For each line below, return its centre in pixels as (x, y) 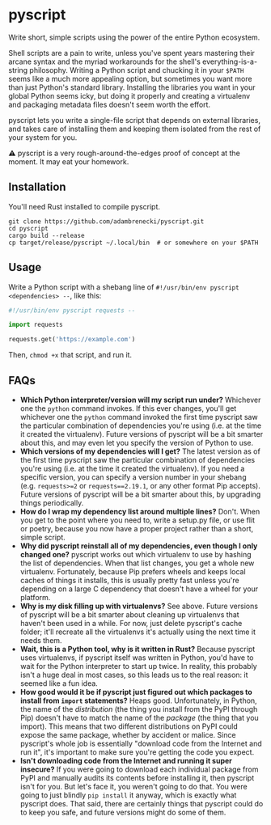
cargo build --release (47, 235)
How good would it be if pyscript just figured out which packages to (136, 692)
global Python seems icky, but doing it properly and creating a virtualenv (129, 95)
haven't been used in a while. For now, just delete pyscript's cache (131, 623)
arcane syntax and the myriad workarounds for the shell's (104, 61)
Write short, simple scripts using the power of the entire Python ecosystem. (134, 37)
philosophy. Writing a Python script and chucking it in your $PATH (137, 70)
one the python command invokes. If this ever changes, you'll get (128, 408)
